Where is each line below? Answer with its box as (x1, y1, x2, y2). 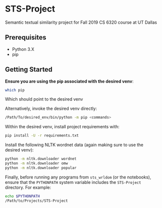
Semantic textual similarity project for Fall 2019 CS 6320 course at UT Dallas (5, 19, 157, 25)
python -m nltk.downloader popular (5, 165, 77, 170)
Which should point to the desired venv (5, 96, 83, 102)
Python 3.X (12, 46, 35, 52)
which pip (5, 88, 25, 92)
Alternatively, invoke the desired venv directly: (5, 105, 97, 112)
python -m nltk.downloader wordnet (5, 156, 77, 162)
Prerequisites (5, 33, 46, 42)
